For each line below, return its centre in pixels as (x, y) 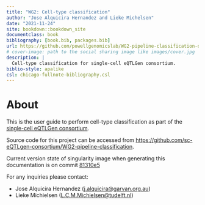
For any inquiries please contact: (47, 177)
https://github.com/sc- (164, 140)
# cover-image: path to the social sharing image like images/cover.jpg (101, 52)
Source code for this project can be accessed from (70, 140)
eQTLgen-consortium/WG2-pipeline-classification (70, 147)
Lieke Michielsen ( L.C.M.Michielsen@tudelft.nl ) (74, 195)
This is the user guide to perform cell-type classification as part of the (95, 122)
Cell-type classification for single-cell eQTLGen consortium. (94, 63)
